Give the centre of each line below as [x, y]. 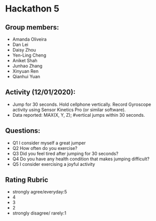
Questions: [23, 131]
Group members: [32, 27]
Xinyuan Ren [25, 71]
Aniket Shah [25, 60]
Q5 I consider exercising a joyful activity [54, 164]
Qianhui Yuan [26, 76]
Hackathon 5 [32, 9]
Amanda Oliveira [29, 39]
